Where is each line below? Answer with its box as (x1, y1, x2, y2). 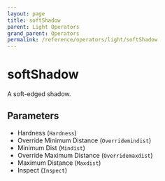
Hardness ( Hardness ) (17, 128, 77, 137)
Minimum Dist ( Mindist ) (17, 143, 85, 152)
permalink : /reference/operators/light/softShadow (7, 36, 158, 43)
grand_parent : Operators (7, 29, 80, 37)
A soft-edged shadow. (7, 90, 71, 98)
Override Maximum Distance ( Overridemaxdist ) (17, 151, 153, 159)
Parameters (7, 110, 59, 122)
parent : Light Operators (7, 23, 80, 30)
